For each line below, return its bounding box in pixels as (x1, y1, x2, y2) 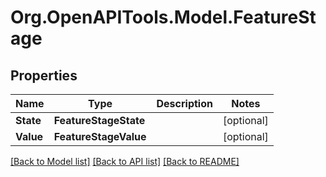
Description (156, 97, 213, 110)
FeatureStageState (53, 114, 146, 127)
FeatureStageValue (53, 130, 147, 143)
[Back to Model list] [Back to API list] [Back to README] (10, 156, 240, 167)
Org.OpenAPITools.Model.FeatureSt (10, 6, 317, 29)
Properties (10, 67, 78, 84)
